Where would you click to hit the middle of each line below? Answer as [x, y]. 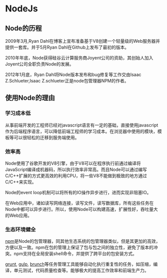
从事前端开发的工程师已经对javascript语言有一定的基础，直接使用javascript [82, 125]
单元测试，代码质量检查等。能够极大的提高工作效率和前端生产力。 [81, 271]
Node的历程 [24, 28]
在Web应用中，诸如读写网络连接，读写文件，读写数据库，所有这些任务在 [80, 203]
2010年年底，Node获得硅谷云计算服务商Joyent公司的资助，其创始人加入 [79, 58]
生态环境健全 [21, 229]
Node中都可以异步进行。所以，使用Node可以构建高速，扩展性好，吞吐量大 [82, 209]
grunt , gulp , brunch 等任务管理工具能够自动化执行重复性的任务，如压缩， [79, 264]
